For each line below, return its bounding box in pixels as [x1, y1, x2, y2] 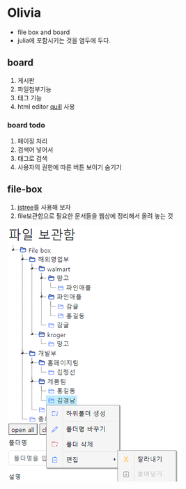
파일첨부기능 [17, 85, 52, 93]
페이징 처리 [17, 137, 48, 146]
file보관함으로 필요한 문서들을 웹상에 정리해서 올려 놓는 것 [17, 211, 173, 220]
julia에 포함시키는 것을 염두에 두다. [17, 36, 111, 45]
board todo [7, 120, 45, 130]
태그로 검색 [17, 155, 48, 163]
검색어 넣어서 [17, 146, 54, 154]
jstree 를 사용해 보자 [17, 203, 71, 211]
